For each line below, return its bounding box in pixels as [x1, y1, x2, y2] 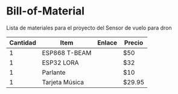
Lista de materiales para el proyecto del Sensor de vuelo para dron [6, 24, 172, 31]
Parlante [42, 68, 66, 77]
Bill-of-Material [6, 4, 85, 18]
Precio [124, 38, 144, 46]
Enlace [97, 38, 118, 46]
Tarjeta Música [42, 78, 84, 86]
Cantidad [9, 38, 36, 46]
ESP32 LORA [42, 58, 80, 67]
